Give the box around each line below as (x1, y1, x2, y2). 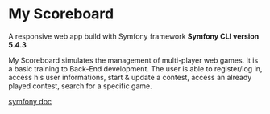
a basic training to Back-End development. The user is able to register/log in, (8, 63, 263, 73)
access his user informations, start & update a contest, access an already (8, 72, 252, 82)
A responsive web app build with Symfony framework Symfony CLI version (8, 31, 260, 41)
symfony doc (8, 96, 52, 106)
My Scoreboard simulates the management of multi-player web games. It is (8, 55, 259, 65)
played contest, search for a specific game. (8, 81, 152, 91)
